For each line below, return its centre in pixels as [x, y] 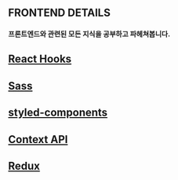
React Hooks [40, 59]
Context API [38, 140]
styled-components [58, 113]
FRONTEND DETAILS [60, 13]
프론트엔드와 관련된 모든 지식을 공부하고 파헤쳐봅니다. [89, 34]
